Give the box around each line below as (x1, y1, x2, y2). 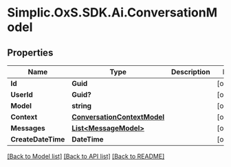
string (71, 101, 91, 111)
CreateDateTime (10, 135, 65, 144)
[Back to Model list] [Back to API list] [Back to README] (7, 153, 165, 160)
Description (170, 67, 211, 76)
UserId (10, 90, 33, 99)
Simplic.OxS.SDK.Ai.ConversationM (7, 5, 218, 21)
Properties (7, 47, 54, 58)
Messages (10, 124, 46, 133)
